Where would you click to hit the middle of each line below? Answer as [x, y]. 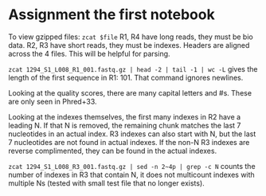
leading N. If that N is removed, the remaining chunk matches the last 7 [125, 125]
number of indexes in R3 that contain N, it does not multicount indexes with [131, 174]
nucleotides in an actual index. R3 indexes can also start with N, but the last [132, 134]
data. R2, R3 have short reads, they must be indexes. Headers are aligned [129, 45]
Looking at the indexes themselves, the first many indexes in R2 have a [125, 116]
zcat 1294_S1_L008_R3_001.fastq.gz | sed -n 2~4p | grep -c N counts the [132, 166]
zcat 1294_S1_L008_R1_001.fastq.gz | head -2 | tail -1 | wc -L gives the [133, 69]
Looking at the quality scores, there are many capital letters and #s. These [130, 92]
